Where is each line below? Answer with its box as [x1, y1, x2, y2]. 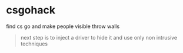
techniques [20, 40, 48, 47]
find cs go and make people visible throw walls [6, 23, 120, 30]
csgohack [6, 3, 56, 17]
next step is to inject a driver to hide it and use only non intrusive [20, 34, 178, 41]
